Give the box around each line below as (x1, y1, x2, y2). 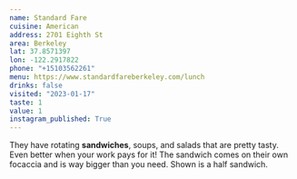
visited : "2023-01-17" (9, 89, 95, 98)
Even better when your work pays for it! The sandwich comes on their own (9, 149, 289, 160)
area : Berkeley (9, 38, 67, 48)
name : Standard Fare (9, 13, 88, 23)
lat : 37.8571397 (9, 47, 71, 56)
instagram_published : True (9, 114, 112, 124)
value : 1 (9, 106, 43, 115)
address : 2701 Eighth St (9, 30, 104, 39)
